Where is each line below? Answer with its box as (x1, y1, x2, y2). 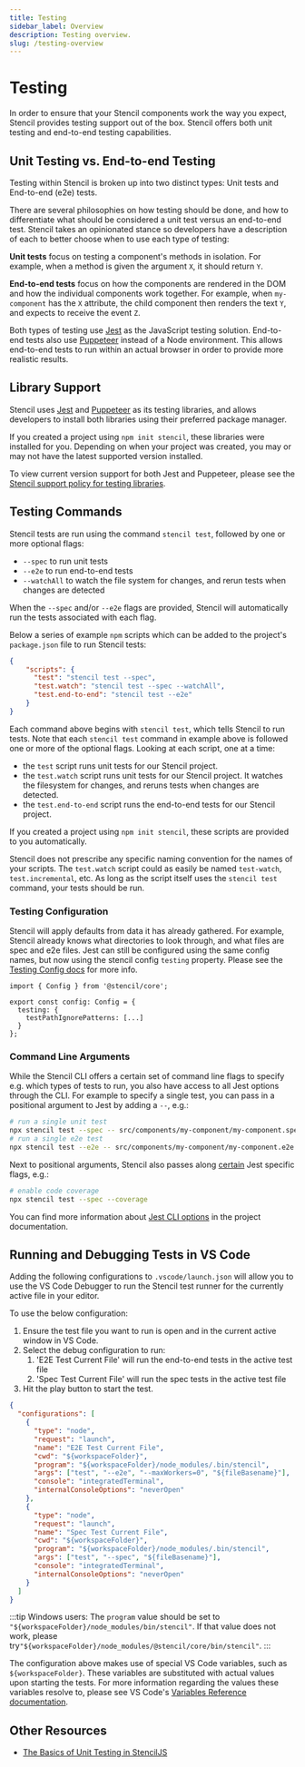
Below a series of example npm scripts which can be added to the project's (9, 629, 288, 640)
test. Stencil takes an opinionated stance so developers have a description (9, 224, 288, 234)
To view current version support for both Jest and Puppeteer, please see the (9, 468, 296, 479)
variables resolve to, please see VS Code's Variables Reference (9, 1687, 247, 1698)
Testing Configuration (9, 905, 109, 918)
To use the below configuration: (9, 1308, 129, 1319)
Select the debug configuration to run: (22, 1345, 166, 1356)
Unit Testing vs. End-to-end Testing (9, 153, 216, 169)
